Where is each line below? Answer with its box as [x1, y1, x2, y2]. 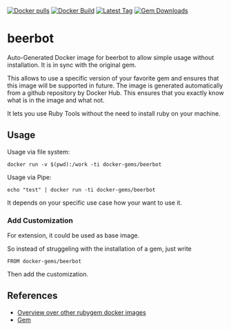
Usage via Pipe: [7, 173, 52, 181]
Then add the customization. [7, 270, 89, 278]
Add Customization [7, 216, 74, 225]
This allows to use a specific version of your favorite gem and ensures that [7, 74, 219, 82]
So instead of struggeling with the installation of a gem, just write [7, 245, 192, 253]
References [7, 290, 58, 302]
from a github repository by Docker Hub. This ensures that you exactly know [7, 88, 224, 96]
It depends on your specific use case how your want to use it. [7, 198, 183, 207]
